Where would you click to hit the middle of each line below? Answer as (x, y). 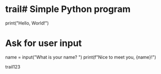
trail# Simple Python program (68, 9)
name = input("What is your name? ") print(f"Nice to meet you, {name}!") (81, 57)
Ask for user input (44, 43)
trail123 (13, 66)
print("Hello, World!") (27, 23)
